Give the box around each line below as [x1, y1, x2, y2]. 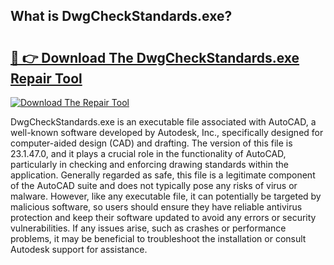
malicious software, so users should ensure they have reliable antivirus [10, 201, 303, 213]
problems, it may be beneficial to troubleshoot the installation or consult [10, 233, 307, 244]
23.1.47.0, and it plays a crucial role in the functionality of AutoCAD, [10, 148, 287, 159]
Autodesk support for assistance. [10, 244, 148, 255]
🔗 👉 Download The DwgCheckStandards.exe [10, 49, 300, 66]
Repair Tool [10, 70, 83, 87]
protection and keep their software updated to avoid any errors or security [10, 212, 317, 223]
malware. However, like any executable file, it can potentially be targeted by [10, 190, 322, 202]
